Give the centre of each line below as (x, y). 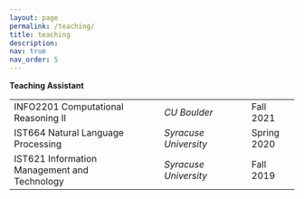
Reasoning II (40, 118)
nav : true (28, 52)
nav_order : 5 (34, 60)
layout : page (34, 18)
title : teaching (40, 34)
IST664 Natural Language (69, 133)
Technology (39, 181)
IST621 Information (56, 159)
